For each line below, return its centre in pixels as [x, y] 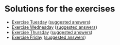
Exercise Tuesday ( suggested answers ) [51, 22]
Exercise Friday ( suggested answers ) [49, 37]
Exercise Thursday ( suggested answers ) [52, 32]
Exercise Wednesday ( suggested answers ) [54, 27]
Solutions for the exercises [60, 9]
